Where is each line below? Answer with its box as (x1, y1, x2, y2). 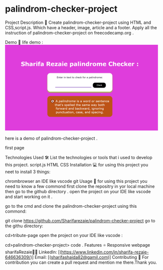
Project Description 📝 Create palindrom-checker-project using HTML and (5, 19, 151, 25)
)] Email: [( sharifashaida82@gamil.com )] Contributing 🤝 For (30, 254, 149, 260)
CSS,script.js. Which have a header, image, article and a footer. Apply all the (5, 24, 157, 30)
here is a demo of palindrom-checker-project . (5, 135, 98, 142)
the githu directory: (5, 223, 44, 229)
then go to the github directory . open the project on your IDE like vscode (5, 189, 151, 195)
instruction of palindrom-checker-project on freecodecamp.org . (5, 30, 134, 36)
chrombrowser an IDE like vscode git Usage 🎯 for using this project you (5, 179, 147, 184)
